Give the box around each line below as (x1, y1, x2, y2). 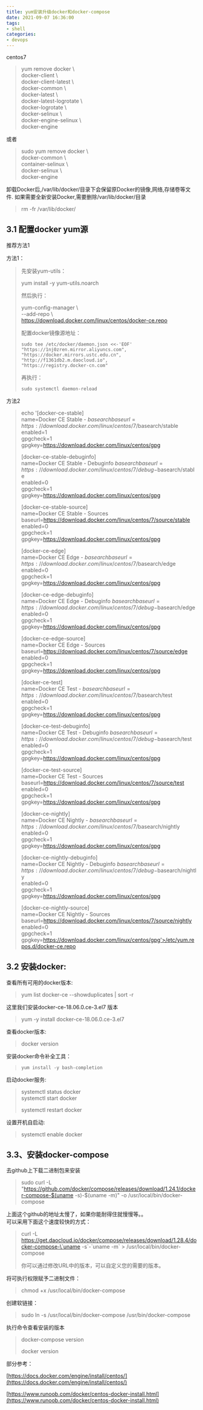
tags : (6, 20, 20, 26)
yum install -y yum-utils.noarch (21, 279, 99, 286)
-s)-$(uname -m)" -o (74, 1192, 127, 1199)
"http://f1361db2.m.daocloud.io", (21, 357, 108, 363)
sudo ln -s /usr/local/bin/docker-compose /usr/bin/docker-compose (21, 1311, 191, 1319)
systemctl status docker (21, 1088, 82, 1095)
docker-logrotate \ (21, 104, 67, 111)
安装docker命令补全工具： (6, 1052, 71, 1059)
